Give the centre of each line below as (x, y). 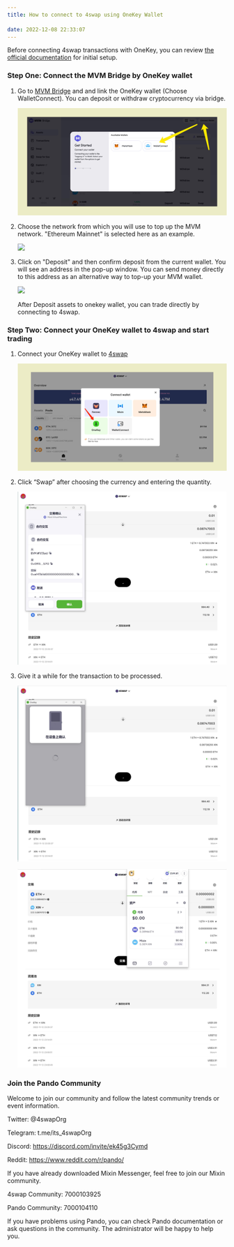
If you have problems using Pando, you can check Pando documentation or (115, 1221)
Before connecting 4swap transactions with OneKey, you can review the (111, 50)
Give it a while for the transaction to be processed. (89, 676)
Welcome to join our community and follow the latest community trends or (113, 1098)
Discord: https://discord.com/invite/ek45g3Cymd (78, 1147)
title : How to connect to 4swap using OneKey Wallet (85, 15)
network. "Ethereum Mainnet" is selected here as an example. (106, 234)
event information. (33, 1106)
